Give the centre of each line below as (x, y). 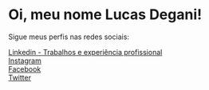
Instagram (25, 61)
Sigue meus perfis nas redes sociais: (69, 37)
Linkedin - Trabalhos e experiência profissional (85, 52)
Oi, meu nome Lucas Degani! (105, 15)
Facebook (25, 68)
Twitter (20, 77)
